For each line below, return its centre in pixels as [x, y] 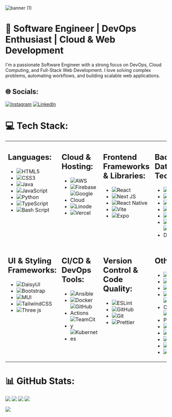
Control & [121, 270]
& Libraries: [124, 176]
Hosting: [77, 167]
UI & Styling [30, 261]
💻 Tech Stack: [37, 126]
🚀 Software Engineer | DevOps [71, 29]
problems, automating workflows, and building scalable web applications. [83, 75]
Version [117, 261]
